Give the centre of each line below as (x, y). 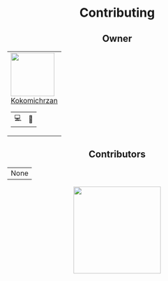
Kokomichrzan (34, 101)
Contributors (117, 154)
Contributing (117, 13)
